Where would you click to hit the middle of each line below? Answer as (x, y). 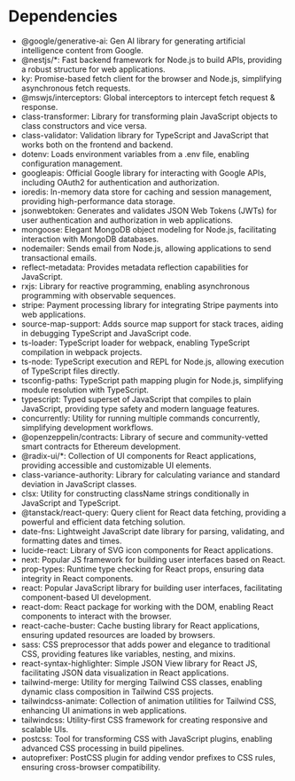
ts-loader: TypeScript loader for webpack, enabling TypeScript (135, 343)
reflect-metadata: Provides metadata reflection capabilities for (135, 267)
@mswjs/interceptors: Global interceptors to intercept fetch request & (148, 97)
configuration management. (72, 163)
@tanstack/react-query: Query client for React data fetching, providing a (154, 512)
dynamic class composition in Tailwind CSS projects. (117, 691)
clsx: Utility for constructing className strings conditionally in (135, 493)
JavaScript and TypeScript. (71, 502)
